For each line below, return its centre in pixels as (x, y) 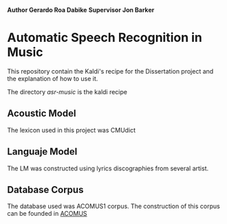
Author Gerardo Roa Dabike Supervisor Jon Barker (81, 10)
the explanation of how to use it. (53, 78)
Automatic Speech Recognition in (105, 38)
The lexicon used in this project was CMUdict (72, 130)
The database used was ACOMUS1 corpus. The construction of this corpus (113, 206)
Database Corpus (45, 189)
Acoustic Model (42, 114)
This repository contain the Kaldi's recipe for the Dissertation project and (110, 71)
